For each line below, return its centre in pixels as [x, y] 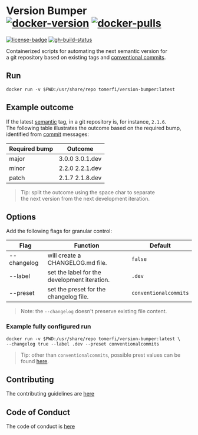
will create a [64, 255]
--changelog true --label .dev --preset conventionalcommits [83, 344]
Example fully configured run [49, 327]
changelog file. [68, 297]
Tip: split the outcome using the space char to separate [88, 192]
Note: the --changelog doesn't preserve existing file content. [94, 311]
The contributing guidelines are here [50, 394]
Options [21, 217]
